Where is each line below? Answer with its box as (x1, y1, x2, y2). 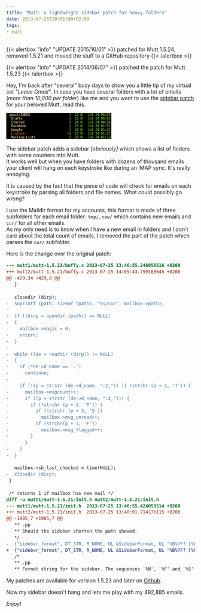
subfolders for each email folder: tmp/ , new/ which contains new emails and (6, 213, 191, 220)
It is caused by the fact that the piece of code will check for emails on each (6, 182, 191, 190)
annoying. (6, 171, 31, 178)
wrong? (6, 195, 25, 202)
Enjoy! (6, 600, 22, 608)
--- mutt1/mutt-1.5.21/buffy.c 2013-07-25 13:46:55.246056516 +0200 (6, 263, 181, 269)
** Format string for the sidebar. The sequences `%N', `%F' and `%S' (14, 566, 194, 572)
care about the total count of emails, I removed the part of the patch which (6, 232, 190, 239)
